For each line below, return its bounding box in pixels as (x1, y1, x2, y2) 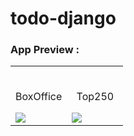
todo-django (10, 7, 117, 30)
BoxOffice (15, 90, 63, 104)
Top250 (76, 90, 115, 104)
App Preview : (10, 43, 80, 57)
